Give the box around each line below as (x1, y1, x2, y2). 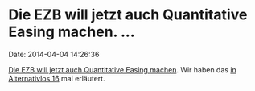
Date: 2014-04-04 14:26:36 (8, 49, 100, 59)
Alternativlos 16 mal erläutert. (8, 73, 106, 83)
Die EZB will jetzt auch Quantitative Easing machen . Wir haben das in (8, 64, 237, 74)
